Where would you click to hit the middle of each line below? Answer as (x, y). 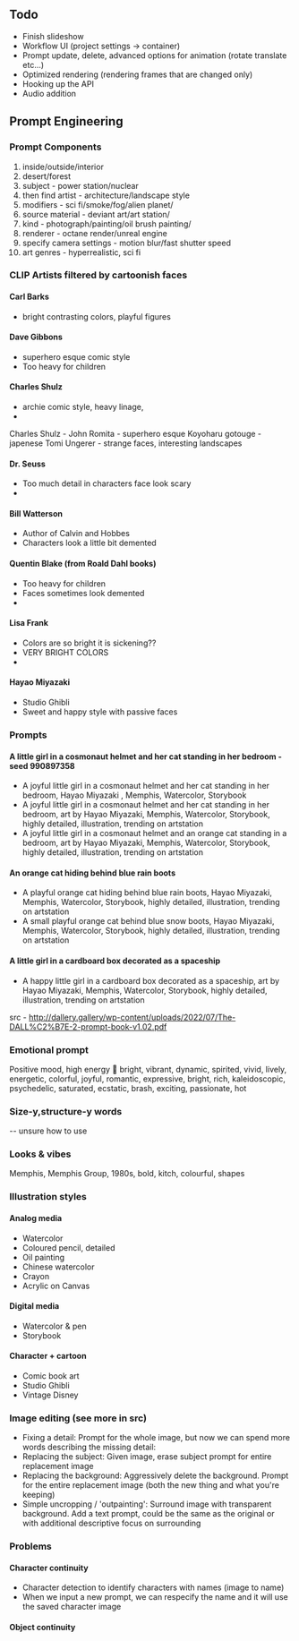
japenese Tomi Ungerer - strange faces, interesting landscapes (126, 443)
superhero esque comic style (76, 356)
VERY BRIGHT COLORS (65, 652)
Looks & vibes (40, 1154)
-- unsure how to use (48, 1131)
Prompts (28, 735)
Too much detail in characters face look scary (107, 483)
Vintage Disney (50, 1395)
